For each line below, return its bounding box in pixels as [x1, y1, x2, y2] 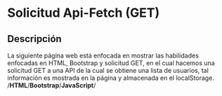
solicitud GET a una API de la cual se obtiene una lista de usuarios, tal [7, 67, 209, 74]
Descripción [7, 33, 62, 45]
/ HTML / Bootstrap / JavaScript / [7, 81, 96, 89]
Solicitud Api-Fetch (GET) [7, 5, 160, 21]
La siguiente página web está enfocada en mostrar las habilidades [7, 51, 199, 60]
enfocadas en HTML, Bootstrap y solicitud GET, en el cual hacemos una [7, 59, 216, 67]
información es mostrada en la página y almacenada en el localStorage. [7, 74, 214, 82]
